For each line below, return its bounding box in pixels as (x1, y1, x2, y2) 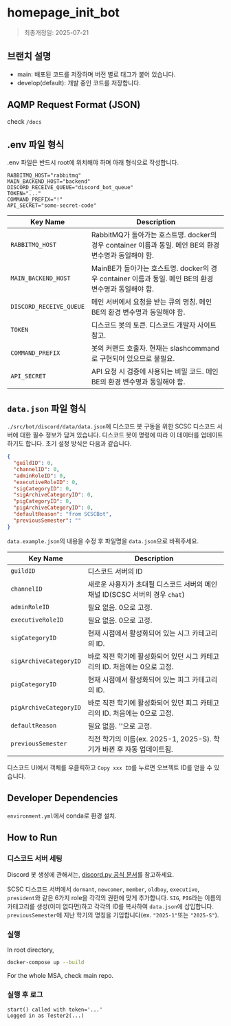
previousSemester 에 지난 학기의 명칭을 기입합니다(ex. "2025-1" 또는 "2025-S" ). (7, 911, 219, 919)
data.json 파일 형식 (7, 402, 87, 414)
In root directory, (7, 946, 55, 954)
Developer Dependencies (7, 792, 118, 804)
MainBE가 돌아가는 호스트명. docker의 (91, 263, 210, 273)
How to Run (7, 831, 58, 843)
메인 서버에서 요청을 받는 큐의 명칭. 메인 (91, 297, 212, 307)
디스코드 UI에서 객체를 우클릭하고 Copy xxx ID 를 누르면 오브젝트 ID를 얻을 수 (7, 763, 213, 772)
